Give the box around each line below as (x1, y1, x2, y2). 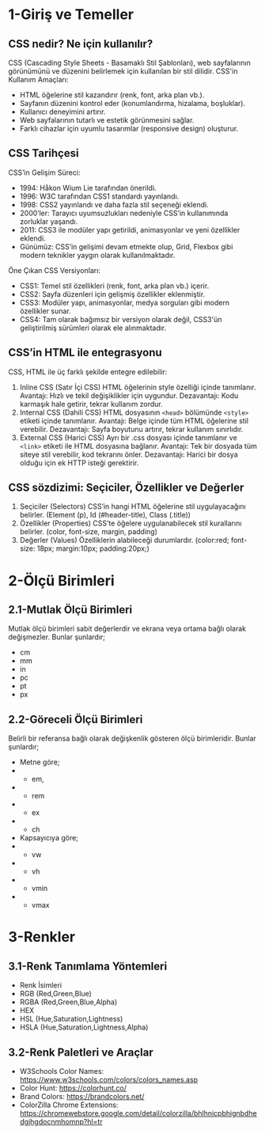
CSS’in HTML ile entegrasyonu (8, 346, 162, 359)
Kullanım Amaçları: (8, 75, 69, 84)
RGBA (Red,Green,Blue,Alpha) (19, 997, 118, 1007)
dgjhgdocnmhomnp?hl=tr (19, 1117, 103, 1127)
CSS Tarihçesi (8, 146, 79, 160)
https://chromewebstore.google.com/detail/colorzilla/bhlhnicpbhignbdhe (19, 1109, 257, 1118)
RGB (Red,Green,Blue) (19, 989, 93, 999)
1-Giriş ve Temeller (8, 6, 134, 24)
